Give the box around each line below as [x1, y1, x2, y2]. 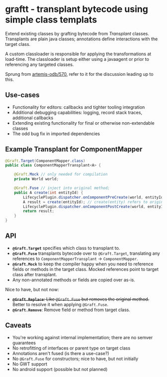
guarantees [12, 340, 36, 346]
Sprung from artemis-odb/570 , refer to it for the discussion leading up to [5, 71, 154, 77]
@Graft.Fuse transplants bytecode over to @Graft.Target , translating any [12, 250, 160, 256]
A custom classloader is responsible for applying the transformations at [5, 51, 152, 57]
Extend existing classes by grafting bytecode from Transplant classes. [5, 30, 149, 36]
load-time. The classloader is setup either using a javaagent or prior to [5, 56, 149, 62]
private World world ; [14, 177, 59, 182]
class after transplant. [12, 271, 57, 277]
